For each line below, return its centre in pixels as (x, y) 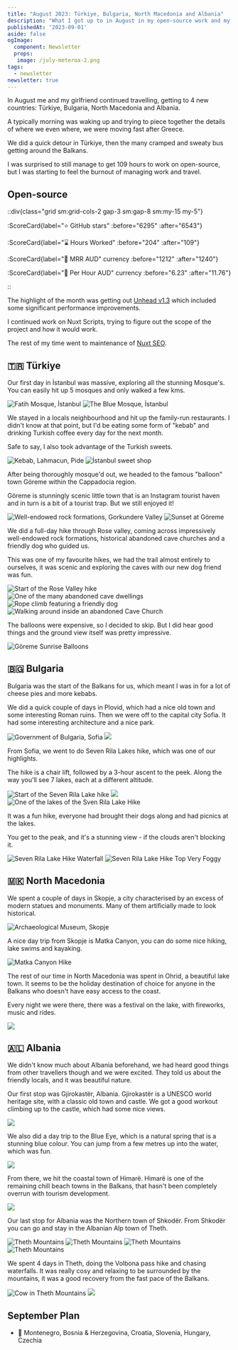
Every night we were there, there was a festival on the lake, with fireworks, (117, 1005)
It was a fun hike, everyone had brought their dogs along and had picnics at (118, 816)
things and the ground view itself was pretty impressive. (90, 633)
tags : (15, 67)
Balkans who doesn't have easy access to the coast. (84, 991)
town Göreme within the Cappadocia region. (72, 482)
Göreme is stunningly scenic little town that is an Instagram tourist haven (114, 496)
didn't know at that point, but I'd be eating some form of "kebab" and (108, 425)
